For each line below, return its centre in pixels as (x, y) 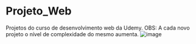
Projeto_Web (39, 11)
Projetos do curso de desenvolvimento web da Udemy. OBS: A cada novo (98, 28)
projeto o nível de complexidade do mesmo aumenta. (72, 34)
